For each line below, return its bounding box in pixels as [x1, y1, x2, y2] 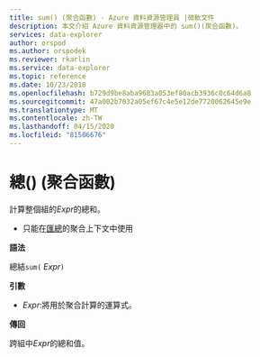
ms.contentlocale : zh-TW [9, 114, 103, 123]
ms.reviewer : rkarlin [9, 55, 91, 64]
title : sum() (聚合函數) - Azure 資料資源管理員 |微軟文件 [9, 13, 215, 23]
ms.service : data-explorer [9, 64, 111, 73]
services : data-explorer [9, 30, 103, 39]
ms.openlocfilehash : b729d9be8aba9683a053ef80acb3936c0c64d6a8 [9, 88, 252, 97]
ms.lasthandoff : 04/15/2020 [9, 123, 115, 132]
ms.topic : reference [9, 72, 87, 81]
